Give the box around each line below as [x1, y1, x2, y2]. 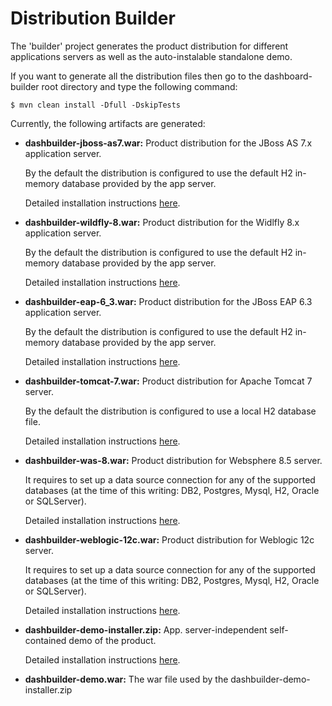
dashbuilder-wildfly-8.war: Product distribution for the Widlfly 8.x [24, 216, 300, 228]
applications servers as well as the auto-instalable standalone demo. [10, 50, 293, 62]
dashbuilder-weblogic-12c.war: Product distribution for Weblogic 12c [24, 533, 315, 546]
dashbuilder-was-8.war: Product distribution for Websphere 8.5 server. [24, 454, 323, 466]
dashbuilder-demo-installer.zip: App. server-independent [24, 623, 268, 636]
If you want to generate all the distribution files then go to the [10, 70, 262, 82]
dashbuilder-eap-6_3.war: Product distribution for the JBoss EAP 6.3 [24, 295, 313, 307]
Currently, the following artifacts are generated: [10, 117, 206, 129]
